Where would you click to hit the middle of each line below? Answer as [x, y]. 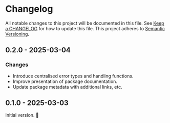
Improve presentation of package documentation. [65, 81]
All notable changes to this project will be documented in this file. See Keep [85, 23]
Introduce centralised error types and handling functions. [73, 76]
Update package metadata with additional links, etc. [67, 87]
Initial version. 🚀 [22, 115]
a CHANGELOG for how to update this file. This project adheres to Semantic [85, 28]
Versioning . [17, 34]
